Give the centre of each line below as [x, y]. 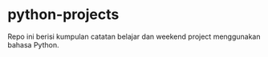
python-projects [63, 15]
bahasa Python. [33, 44]
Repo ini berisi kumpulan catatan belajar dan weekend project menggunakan [134, 36]
